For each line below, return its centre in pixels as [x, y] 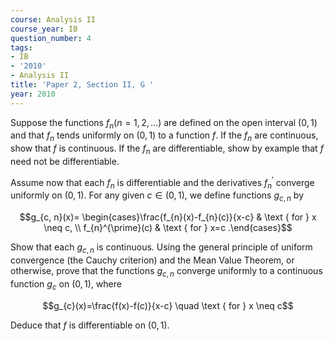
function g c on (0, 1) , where [66, 284]
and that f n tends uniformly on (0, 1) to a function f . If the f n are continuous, [164, 136]
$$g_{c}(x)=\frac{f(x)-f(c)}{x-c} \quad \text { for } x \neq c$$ [168, 305]
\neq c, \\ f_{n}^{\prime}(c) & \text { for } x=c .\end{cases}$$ [168, 228]
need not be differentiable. [65, 162]
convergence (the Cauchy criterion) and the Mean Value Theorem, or [152, 260]
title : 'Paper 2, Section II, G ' [82, 85]
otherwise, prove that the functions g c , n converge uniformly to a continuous [166, 272]
